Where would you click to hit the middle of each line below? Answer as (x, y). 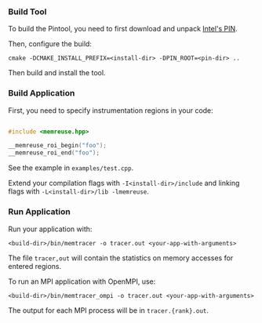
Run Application (39, 212)
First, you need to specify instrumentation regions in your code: (111, 110)
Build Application (42, 93)
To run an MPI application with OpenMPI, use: (82, 281)
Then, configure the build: (50, 44)
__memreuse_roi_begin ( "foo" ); (58, 146)
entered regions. (35, 266)
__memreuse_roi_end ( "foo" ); (54, 153)
